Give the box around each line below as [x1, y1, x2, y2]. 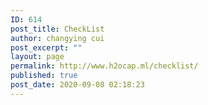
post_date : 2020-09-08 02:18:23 [10, 80, 145, 90]
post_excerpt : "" [10, 42, 83, 53]
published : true [10, 71, 78, 81]
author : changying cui [10, 33, 105, 43]
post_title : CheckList [10, 24, 105, 34]
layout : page [10, 52, 65, 62]
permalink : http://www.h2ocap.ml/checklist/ [10, 61, 199, 71]
